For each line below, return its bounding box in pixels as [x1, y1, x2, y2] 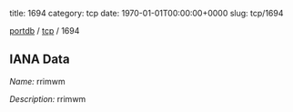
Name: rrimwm [9, 76, 66, 87]
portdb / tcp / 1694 [9, 25, 80, 36]
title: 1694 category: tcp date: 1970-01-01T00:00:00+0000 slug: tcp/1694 [9, 8, 284, 18]
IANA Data [9, 52, 70, 67]
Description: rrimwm [9, 93, 86, 104]
